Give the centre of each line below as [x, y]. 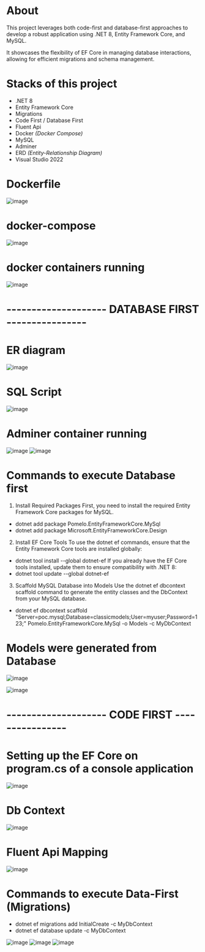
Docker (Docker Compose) [49, 133]
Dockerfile [34, 184]
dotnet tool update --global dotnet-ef [62, 573]
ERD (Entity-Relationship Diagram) [59, 153]
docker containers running [76, 267]
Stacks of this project [62, 84]
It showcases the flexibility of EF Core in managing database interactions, [99, 52]
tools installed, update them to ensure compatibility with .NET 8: [96, 567]
